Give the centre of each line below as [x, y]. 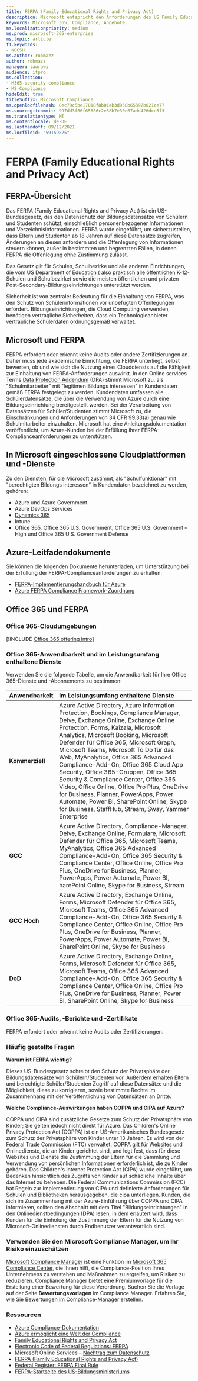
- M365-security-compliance [41, 83]
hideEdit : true [25, 94]
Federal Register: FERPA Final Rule [57, 1366]
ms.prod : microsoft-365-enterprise [50, 34]
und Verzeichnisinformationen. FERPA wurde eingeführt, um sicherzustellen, [99, 229]
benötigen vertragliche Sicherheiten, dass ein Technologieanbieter [87, 315]
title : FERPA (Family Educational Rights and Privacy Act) [80, 12]
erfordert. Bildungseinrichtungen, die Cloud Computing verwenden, [88, 309]
